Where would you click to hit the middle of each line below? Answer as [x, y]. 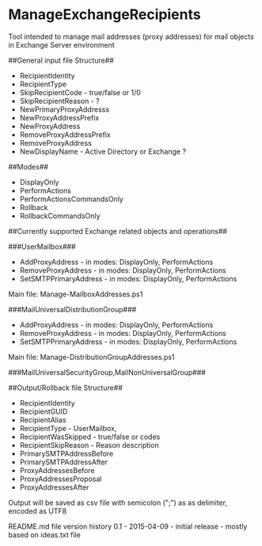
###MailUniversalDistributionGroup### [72, 309]
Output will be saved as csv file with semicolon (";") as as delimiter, [118, 502]
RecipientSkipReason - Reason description [89, 445]
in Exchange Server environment [61, 44]
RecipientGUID [44, 411]
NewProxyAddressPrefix [59, 117]
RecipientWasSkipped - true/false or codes [90, 437]
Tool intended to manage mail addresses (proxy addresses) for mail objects [131, 36]
